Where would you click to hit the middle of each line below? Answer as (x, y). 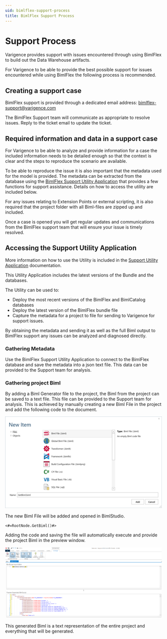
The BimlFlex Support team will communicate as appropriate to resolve (78, 118)
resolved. (15, 233)
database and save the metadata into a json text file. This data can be (76, 365)
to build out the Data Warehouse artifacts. (48, 60)
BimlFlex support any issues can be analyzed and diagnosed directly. (76, 336)
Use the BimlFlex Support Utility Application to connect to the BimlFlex (77, 360)
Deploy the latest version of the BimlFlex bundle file (65, 310)
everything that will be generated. (40, 631)
